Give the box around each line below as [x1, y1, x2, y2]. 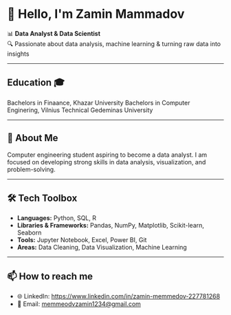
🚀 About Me [7, 132, 58, 144]
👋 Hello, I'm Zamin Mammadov [7, 6, 185, 22]
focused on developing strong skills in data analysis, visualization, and [7, 157, 206, 166]
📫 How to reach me [7, 270, 93, 282]
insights [7, 50, 30, 58]
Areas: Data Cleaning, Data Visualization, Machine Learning [16, 243, 187, 252]
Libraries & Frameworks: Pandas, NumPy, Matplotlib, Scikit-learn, [16, 221, 205, 230]
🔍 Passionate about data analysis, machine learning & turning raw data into [7, 39, 221, 47]
